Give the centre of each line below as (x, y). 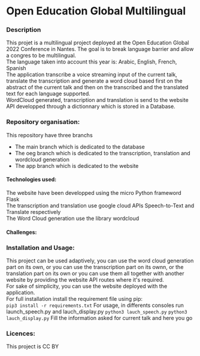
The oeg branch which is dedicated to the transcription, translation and (102, 153)
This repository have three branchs (49, 135)
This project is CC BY (32, 346)
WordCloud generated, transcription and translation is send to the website (97, 100)
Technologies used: (31, 179)
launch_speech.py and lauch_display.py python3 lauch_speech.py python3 (97, 311)
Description (24, 30)
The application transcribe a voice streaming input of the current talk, (92, 75)
